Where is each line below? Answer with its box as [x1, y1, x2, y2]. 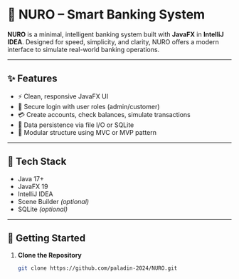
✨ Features [7, 73, 58, 85]
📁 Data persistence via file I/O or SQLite [17, 121, 134, 129]
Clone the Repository [17, 251, 82, 260]
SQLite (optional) [17, 205, 68, 213]
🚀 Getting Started [7, 232, 86, 244]
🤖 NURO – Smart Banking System [7, 6, 205, 23]
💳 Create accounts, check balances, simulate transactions [17, 110, 191, 118]
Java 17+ [17, 174, 44, 183]
